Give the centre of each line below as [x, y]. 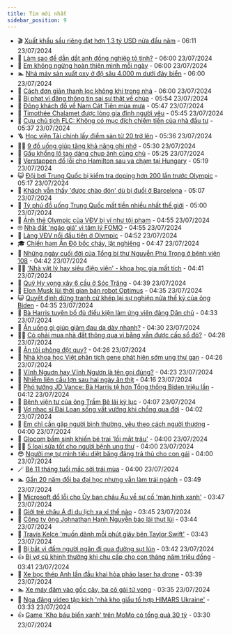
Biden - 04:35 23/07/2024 [55, 305]
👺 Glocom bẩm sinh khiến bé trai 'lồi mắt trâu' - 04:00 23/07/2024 [112, 439]
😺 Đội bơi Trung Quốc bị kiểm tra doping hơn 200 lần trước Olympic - [117, 175]
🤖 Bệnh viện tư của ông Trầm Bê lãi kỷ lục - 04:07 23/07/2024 [107, 402]
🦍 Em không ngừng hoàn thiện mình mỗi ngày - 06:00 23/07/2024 [112, 65]
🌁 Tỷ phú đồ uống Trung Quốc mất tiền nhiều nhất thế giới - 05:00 [112, 205]
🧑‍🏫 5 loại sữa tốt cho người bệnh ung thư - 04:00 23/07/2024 [106, 446]
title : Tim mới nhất [37, 14]
